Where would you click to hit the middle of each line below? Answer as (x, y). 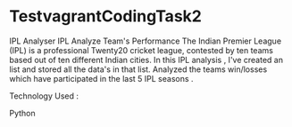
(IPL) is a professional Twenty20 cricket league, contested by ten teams (142, 50)
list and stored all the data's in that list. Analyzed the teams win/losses (138, 69)
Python (22, 113)
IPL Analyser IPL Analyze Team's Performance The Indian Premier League (146, 41)
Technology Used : (44, 96)
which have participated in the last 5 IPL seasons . (101, 78)
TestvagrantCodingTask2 (106, 16)
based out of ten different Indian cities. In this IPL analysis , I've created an (146, 60)
